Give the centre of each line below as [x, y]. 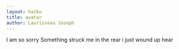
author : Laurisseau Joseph [40, 23]
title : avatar [24, 17]
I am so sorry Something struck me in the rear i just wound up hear [90, 40]
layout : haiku [24, 12]
